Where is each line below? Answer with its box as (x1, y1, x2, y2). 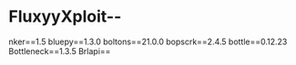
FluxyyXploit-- (8, 6, 122, 27)
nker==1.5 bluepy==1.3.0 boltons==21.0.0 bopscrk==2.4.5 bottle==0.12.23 (8, 36, 288, 47)
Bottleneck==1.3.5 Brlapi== (8, 45, 111, 56)
